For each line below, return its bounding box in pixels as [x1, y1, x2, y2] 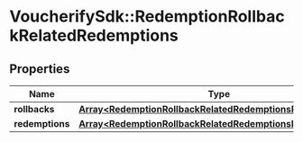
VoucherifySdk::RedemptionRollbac [9, 6, 286, 27]
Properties [9, 61, 70, 76]
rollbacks [14, 103, 55, 115]
